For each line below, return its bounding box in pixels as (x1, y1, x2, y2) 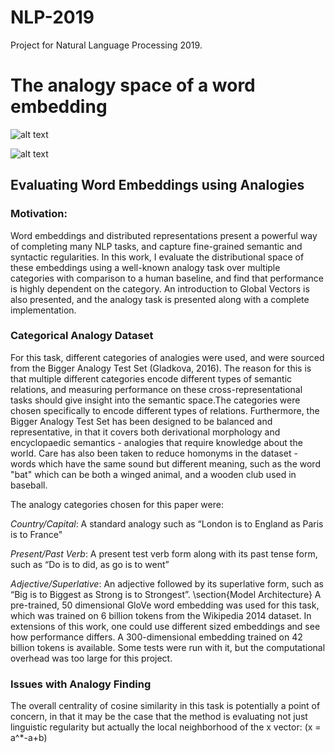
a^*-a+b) (10, 732, 48, 744)
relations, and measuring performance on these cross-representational (10, 383, 303, 395)
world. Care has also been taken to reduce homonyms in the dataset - (10, 447, 298, 459)
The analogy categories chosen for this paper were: (10, 498, 224, 510)
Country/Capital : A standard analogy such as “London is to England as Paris (10, 517, 324, 530)
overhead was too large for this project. (10, 652, 173, 664)
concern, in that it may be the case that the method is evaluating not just (10, 711, 308, 723)
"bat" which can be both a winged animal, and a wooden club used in (10, 468, 297, 480)
